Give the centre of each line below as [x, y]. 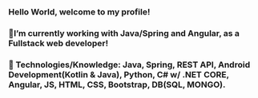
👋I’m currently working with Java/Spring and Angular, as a [124, 33]
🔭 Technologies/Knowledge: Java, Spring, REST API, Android [129, 65]
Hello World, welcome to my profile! [79, 12]
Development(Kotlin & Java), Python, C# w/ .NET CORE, [119, 74]
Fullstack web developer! [58, 43]
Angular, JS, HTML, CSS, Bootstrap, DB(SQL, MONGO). [117, 84]
